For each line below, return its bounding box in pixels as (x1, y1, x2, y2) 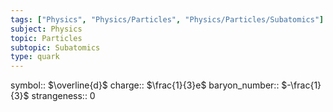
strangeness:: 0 (31, 90, 96, 102)
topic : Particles (10, 33, 83, 43)
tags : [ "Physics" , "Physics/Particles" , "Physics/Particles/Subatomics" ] (10, 14, 325, 25)
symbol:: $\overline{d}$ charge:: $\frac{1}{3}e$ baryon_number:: (10, 79, 280, 91)
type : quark (10, 52, 60, 62)
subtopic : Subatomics (10, 42, 101, 53)
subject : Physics (10, 24, 83, 34)
